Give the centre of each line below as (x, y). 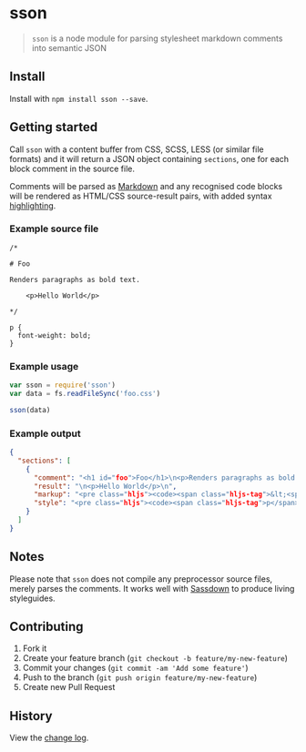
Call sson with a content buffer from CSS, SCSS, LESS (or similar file (137, 149)
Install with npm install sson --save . (79, 98)
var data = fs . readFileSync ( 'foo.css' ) (85, 394)
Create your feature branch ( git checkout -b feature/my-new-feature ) (155, 658)
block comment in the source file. (72, 168)
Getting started (54, 127)
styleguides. (33, 598)
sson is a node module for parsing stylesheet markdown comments (157, 38)
